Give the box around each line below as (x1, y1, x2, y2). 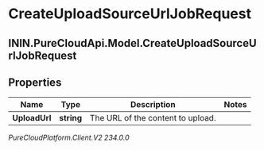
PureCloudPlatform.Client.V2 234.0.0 (8, 133, 130, 143)
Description (130, 99, 177, 110)
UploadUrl (12, 113, 52, 124)
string (59, 113, 83, 124)
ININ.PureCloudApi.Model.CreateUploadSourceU (8, 37, 257, 50)
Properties (8, 75, 62, 89)
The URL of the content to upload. (90, 113, 216, 124)
